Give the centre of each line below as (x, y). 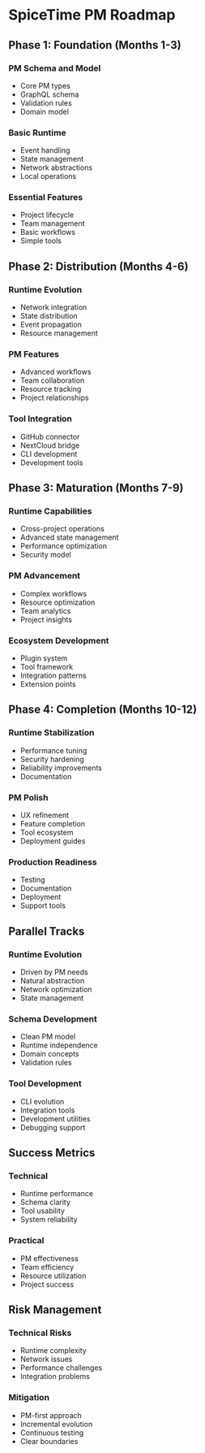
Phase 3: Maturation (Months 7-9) (96, 488)
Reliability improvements (61, 768)
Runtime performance (57, 1194)
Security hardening (52, 759)
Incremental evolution (56, 1424)
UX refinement (45, 815)
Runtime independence (59, 1045)
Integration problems (55, 1377)
